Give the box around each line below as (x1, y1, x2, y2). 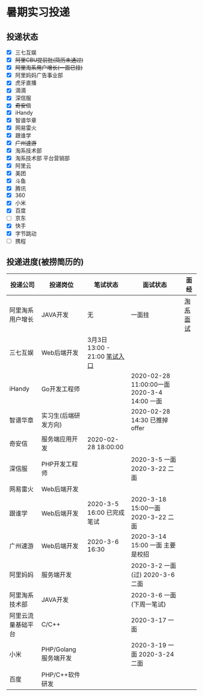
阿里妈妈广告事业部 (14, 72, 63, 79)
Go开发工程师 (41, 385, 80, 393)
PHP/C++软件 (41, 671, 80, 679)
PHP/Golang (41, 645, 77, 654)
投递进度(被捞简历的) (6, 257, 84, 267)
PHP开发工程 (41, 460, 79, 469)
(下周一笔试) (130, 600, 166, 609)
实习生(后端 (41, 412, 74, 420)
